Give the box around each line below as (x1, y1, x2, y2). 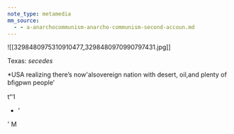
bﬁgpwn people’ (7, 79, 55, 87)
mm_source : (7, 17, 40, 24)
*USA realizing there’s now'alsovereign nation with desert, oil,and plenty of (7, 70, 227, 79)
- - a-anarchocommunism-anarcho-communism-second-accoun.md (13, 23, 195, 30)
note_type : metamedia (7, 10, 72, 18)
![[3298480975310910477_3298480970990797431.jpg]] (7, 43, 172, 52)
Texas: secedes (7, 57, 53, 65)
